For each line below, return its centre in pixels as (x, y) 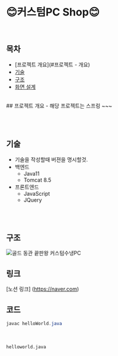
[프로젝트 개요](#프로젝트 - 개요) (52, 64)
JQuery (33, 200)
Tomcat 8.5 (37, 180)
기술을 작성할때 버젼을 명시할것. (51, 159)
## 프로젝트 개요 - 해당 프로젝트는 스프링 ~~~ (59, 106)
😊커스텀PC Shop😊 (53, 12)
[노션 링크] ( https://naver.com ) (43, 289)
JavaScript (37, 193)
